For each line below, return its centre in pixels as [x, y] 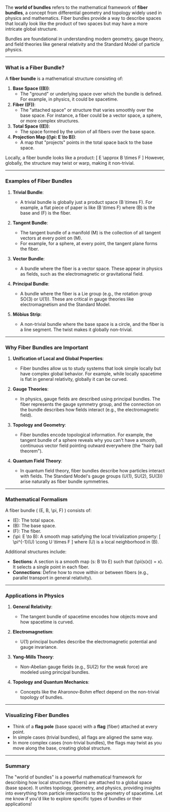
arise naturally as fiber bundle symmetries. [65, 481]
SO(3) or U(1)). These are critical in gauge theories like [77, 299]
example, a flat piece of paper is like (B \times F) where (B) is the [88, 207]
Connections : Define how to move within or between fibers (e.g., [80, 573]
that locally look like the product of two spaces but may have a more [76, 23]
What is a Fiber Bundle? [35, 67]
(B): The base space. [34, 526]
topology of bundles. [42, 697]
